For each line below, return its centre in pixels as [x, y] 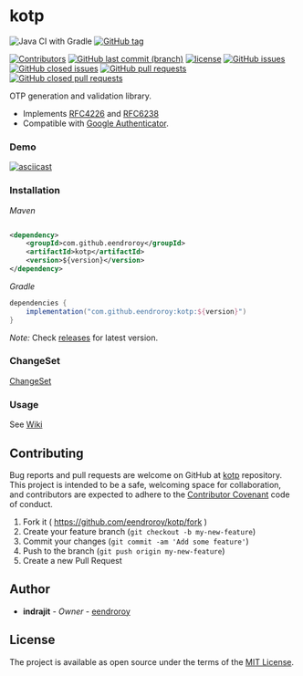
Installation [35, 191]
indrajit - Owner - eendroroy [76, 611]
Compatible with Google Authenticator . [95, 123]
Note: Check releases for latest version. [84, 338]
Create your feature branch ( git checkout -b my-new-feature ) [139, 531]
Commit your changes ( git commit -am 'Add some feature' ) [136, 541]
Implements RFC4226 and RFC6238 [91, 113]
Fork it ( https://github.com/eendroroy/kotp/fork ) [115, 522]
